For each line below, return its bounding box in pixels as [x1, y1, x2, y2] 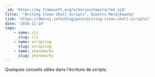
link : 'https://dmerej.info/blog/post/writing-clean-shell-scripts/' [5, 16, 151, 21]
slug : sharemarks [18, 53, 54, 58]
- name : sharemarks [14, 48, 54, 53]
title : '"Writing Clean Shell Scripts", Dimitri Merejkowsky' [5, 12, 135, 17]
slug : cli [18, 35, 38, 40]
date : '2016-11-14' [5, 21, 45, 26]
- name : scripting [14, 39, 52, 44]
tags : [5, 26, 16, 31]
